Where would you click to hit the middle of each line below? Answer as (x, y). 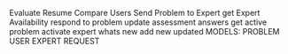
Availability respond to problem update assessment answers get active (138, 22)
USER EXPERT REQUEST (54, 41)
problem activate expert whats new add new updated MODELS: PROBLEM (144, 31)
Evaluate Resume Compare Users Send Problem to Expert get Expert (135, 13)
